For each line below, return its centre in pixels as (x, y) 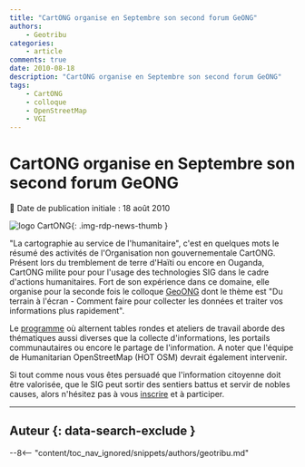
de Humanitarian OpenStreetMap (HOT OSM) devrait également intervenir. (148, 357)
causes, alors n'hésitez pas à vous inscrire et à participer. (117, 394)
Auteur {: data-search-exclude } (103, 431)
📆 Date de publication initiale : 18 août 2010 (90, 209)
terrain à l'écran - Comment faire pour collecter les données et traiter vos (146, 301)
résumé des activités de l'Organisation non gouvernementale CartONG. (143, 253)
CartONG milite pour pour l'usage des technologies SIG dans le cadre (139, 272)
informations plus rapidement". (67, 311)
